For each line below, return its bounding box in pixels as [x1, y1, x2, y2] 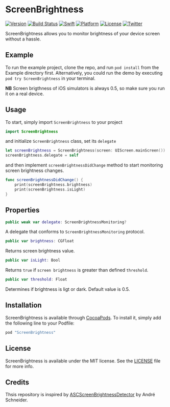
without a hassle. [5, 36, 41, 42]
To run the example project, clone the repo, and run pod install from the [5, 64, 159, 70]
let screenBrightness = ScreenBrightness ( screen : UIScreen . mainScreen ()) [5, 148, 166, 153]
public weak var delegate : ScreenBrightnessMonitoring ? [5, 219, 127, 225]
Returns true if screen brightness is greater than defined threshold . [5, 267, 149, 273]
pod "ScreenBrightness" [5, 330, 56, 335]
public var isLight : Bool [5, 258, 60, 263]
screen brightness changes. [5, 167, 64, 174]
